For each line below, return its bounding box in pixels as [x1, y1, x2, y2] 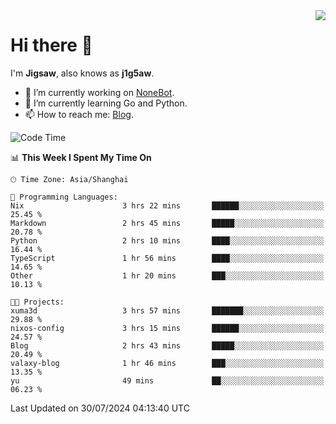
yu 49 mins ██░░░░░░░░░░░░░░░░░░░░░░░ [10, 375, 325, 386]
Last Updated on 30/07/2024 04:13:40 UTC [10, 402, 190, 414]
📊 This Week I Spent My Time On [10, 151, 152, 163]
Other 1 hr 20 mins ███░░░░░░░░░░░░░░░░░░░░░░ [10, 270, 325, 281]
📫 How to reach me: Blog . [24, 108, 134, 120]
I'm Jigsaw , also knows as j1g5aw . [10, 67, 155, 79]
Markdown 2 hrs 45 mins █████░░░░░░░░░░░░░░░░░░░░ [10, 218, 325, 228]
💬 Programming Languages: [10, 192, 118, 202]
